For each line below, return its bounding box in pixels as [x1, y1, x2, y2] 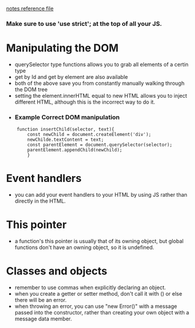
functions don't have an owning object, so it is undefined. [14, 244, 154, 251]
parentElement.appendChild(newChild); [27, 147, 123, 153]
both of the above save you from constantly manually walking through [14, 79, 184, 87]
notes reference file [6, 5, 54, 12]
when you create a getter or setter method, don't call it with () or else [14, 290, 183, 297]
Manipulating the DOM [6, 41, 119, 55]
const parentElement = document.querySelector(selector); [27, 142, 173, 148]
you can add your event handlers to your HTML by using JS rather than [14, 191, 187, 198]
